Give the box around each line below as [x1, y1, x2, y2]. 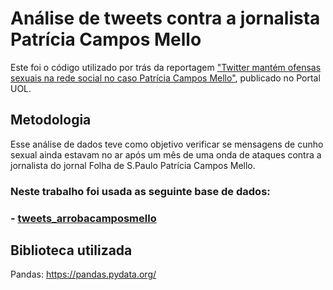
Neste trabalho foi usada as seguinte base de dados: [10, 184, 271, 198]
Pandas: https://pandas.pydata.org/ [10, 268, 157, 281]
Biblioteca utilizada [10, 242, 133, 259]
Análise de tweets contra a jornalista [10, 7, 321, 30]
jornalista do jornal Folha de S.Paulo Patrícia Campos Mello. [10, 159, 256, 171]
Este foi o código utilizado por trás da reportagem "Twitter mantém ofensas [10, 61, 322, 73]
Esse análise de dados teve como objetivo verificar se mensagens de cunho [10, 138, 324, 150]
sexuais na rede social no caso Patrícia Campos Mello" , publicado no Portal [10, 72, 321, 84]
